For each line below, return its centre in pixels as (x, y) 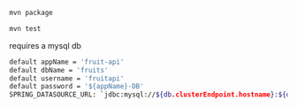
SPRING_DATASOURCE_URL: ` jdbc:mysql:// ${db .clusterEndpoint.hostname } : (144, 95)
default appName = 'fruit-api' (67, 62)
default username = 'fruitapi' (67, 78)
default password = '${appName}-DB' (76, 87)
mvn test (25, 28)
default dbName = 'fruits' (59, 70)
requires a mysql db (46, 45)
